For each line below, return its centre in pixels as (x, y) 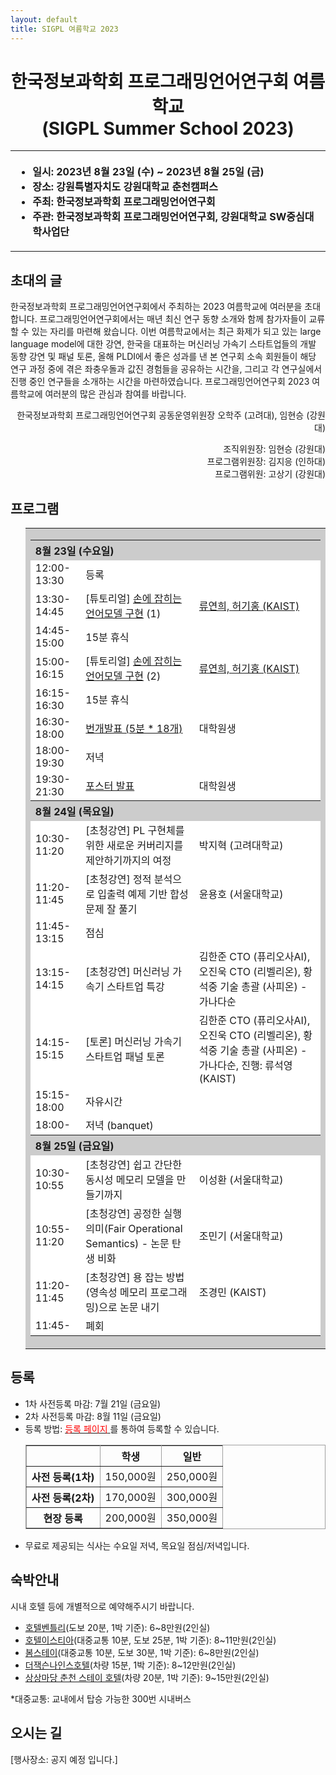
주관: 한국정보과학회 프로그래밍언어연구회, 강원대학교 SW (159, 217)
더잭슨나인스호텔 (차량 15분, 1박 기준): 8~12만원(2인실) (130, 1665)
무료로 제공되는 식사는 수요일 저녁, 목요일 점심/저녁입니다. (137, 1545)
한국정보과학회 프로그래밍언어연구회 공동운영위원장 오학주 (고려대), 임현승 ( (163, 415)
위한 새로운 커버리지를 (134, 846)
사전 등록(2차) (63, 1498)
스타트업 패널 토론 (125, 1057)
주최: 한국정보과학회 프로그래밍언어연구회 (124, 202)
